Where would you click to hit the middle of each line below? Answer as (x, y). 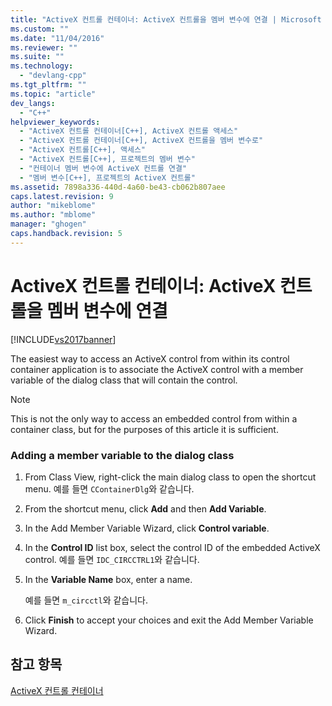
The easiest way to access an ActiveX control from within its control (150, 358)
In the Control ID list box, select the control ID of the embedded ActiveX (172, 547)
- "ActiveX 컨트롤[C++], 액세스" (83, 150)
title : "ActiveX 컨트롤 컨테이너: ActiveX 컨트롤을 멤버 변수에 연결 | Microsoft (166, 19)
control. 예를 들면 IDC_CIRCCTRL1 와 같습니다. (112, 559)
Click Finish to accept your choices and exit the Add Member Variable (169, 620)
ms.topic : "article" (53, 94)
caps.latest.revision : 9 (62, 196)
